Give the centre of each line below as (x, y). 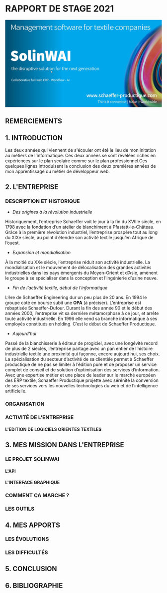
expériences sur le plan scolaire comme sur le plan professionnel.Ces (76, 161)
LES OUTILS (20, 509)
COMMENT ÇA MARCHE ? (37, 496)
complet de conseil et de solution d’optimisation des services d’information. (83, 370)
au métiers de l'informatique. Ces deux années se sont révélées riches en (81, 155)
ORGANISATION (25, 404)
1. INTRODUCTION (34, 138)
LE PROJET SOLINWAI (32, 459)
